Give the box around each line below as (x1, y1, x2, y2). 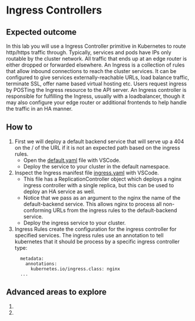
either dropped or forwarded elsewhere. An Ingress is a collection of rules (6, 61, 185, 68)
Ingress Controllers (6, 4, 102, 17)
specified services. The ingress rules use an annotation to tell (14, 231, 164, 239)
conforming (23, 207, 52, 214)
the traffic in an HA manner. (6, 105, 73, 112)
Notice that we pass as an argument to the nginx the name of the (23, 194, 181, 201)
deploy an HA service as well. (23, 188, 96, 195)
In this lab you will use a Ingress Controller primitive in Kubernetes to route (6, 42, 186, 49)
